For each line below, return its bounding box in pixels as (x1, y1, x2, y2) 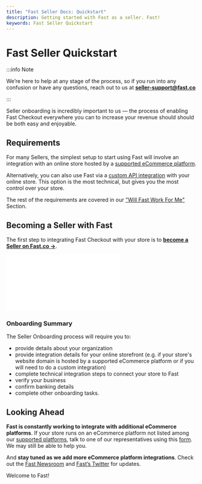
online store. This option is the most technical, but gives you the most (6, 178, 179, 186)
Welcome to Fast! (6, 472, 49, 479)
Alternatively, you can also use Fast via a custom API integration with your (6, 172, 190, 179)
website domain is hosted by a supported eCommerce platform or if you (14, 357, 194, 365)
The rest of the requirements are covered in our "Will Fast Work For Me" (6, 196, 185, 204)
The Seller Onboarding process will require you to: (6, 333, 131, 341)
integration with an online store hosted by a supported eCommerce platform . (6, 160, 197, 168)
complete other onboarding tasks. (14, 389, 99, 397)
